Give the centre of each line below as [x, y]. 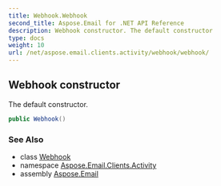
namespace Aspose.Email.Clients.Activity [88, 165]
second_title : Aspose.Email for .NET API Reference [96, 23]
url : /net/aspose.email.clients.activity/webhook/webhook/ [109, 53]
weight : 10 [26, 46]
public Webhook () [37, 119]
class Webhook [45, 156]
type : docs [26, 38]
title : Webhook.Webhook [48, 16]
